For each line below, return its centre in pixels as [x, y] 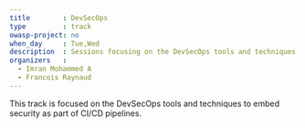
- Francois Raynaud [55, 78]
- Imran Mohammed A [55, 69]
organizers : [38, 60]
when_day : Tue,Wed [55, 43]
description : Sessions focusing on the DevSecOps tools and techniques [153, 52]
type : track [51, 27]
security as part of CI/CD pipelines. [76, 113]
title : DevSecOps [58, 18]
